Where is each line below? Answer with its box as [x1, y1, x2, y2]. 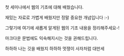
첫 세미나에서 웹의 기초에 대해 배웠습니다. [5, 4, 84, 10]
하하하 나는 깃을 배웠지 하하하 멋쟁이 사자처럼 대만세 [5, 46, 104, 51]
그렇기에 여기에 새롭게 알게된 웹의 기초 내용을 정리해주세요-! [5, 25, 120, 31]
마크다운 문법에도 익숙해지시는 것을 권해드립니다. [5, 36, 99, 41]
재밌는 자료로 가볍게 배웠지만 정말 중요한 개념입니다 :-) [5, 15, 109, 20]
